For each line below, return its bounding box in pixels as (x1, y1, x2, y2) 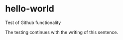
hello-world (5, 3, 55, 14)
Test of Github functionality (5, 19, 61, 25)
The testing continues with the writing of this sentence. (5, 29, 119, 35)
